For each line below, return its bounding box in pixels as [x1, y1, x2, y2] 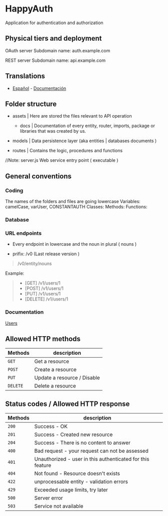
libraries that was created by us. [19, 128, 86, 134]
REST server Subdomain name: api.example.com [5, 57, 106, 63]
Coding [5, 187, 23, 194]
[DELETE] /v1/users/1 [24, 296, 68, 302]
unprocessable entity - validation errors [34, 478, 128, 485]
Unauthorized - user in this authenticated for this [34, 456, 149, 463]
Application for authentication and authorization [5, 20, 103, 26]
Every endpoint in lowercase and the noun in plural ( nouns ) [12, 241, 137, 247]
